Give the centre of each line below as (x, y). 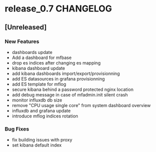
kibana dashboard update (39, 68)
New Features (22, 41)
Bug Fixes (17, 129)
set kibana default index (37, 145)
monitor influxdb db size (37, 100)
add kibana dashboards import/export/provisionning (66, 73)
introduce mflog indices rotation (45, 116)
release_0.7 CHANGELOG (58, 9)
